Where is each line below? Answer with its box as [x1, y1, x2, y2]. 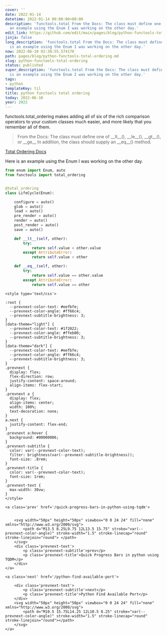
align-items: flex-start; [9, 383, 64, 388]
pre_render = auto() [14, 213, 57, 218]
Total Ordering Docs [5, 149, 47, 155]
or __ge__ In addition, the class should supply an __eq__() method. [17, 139, 152, 145]
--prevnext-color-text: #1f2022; [9, 326, 79, 331]
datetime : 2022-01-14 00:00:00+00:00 [5, 16, 83, 21]
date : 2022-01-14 [5, 12, 41, 17]
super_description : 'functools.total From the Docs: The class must [5, 68, 150, 73]
